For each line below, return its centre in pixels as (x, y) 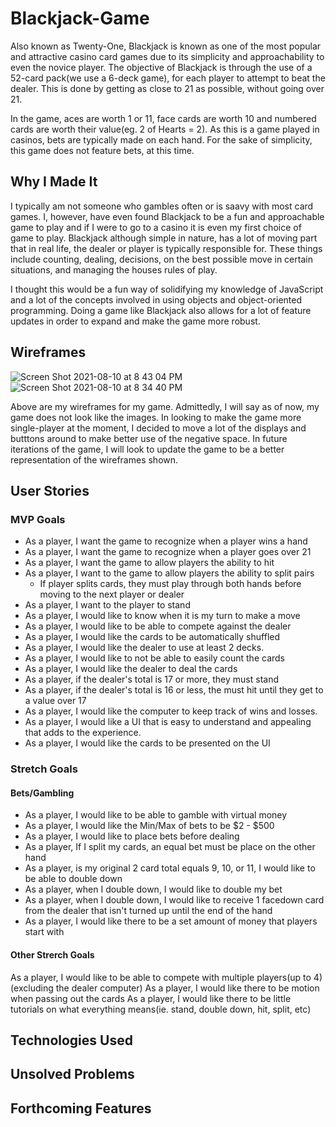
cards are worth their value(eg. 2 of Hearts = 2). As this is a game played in (165, 129)
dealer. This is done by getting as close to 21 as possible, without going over (167, 88)
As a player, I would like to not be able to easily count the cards (154, 658)
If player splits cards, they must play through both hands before (170, 584)
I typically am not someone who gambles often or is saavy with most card (162, 206)
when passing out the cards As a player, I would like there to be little (151, 998)
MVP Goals (38, 519)
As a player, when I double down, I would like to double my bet (153, 889)
